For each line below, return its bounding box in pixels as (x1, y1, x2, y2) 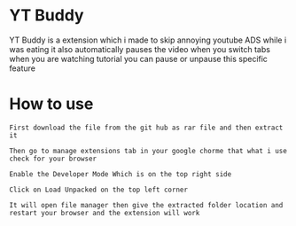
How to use (9, 94, 94, 114)
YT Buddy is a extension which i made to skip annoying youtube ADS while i (9, 35, 287, 45)
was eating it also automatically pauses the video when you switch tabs (9, 43, 270, 54)
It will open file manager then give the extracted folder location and (9, 200, 284, 209)
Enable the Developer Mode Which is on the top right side (9, 169, 232, 178)
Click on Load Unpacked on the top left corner (9, 185, 189, 194)
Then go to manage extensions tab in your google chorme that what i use (9, 146, 288, 155)
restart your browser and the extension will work (9, 208, 200, 217)
